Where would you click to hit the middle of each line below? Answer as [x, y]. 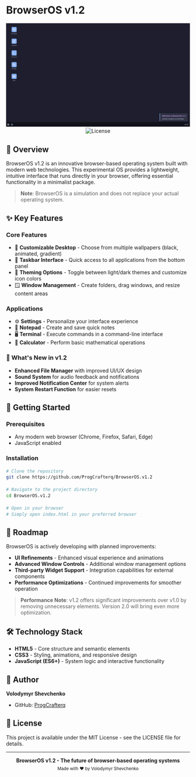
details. [15, 744]
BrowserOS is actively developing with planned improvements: [81, 547]
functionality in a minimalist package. [51, 182]
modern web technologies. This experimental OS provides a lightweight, [93, 170]
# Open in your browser [35, 508]
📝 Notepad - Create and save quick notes [64, 327]
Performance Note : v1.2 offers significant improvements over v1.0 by [103, 600]
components [29, 576]
